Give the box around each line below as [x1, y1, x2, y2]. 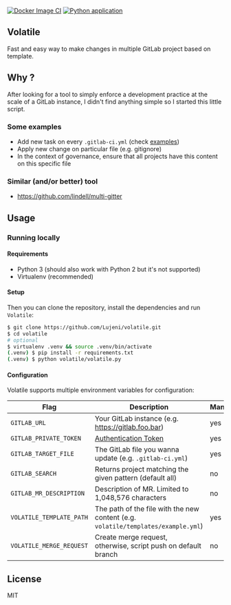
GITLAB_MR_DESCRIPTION [10, 489, 85, 498]
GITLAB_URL [10, 419, 46, 427]
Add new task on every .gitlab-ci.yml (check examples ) [16, 137, 180, 146]
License [7, 573, 42, 584]
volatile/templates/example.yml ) [95, 521, 203, 531]
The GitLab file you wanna [95, 445, 179, 454]
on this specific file [16, 159, 71, 168]
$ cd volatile [7, 330, 48, 337]
